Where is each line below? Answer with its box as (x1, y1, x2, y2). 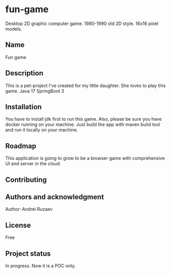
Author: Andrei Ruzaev (5, 206, 53, 212)
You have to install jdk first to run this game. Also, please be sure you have (5, 116, 162, 122)
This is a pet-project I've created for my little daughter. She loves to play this (5, 83, 166, 89)
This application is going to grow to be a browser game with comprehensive (5, 155, 165, 161)
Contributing (5, 175, 47, 184)
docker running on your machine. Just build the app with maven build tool (5, 121, 160, 128)
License (5, 221, 31, 230)
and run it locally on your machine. (5, 127, 78, 133)
